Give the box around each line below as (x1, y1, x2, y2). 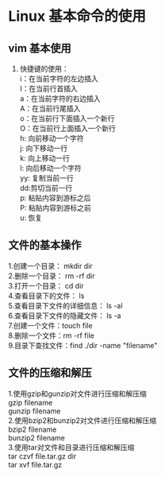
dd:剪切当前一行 (19, 184, 73, 192)
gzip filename (8, 397, 53, 407)
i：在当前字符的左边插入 (19, 74, 99, 83)
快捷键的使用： (19, 64, 69, 73)
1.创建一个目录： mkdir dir (8, 261, 93, 270)
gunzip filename (8, 406, 61, 416)
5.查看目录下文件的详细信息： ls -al (8, 301, 123, 310)
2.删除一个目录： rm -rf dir (8, 271, 95, 281)
